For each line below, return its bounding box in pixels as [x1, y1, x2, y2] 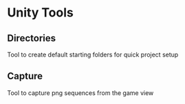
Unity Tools [7, 5, 74, 21]
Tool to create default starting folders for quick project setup [7, 50, 179, 59]
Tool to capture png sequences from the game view [7, 88, 154, 97]
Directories [7, 32, 56, 44]
